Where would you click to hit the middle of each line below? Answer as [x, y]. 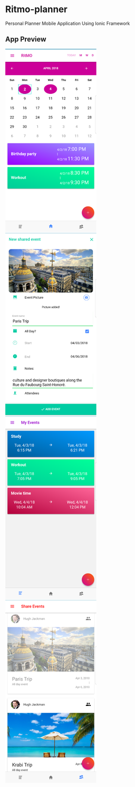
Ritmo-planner [36, 9]
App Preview [26, 39]
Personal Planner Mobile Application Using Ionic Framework [67, 23]
